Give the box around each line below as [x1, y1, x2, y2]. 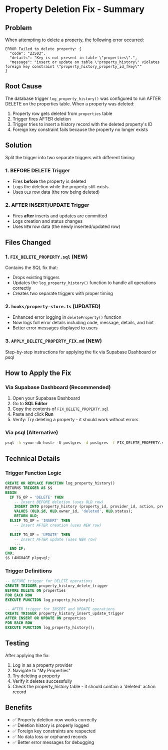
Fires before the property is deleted [12, 178, 86, 184]
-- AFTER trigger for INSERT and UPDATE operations [5, 606, 115, 611]
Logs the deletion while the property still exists [12, 183, 109, 189]
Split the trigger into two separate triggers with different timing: [5, 154, 135, 160]
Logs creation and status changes [12, 218, 83, 224]
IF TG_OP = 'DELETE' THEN [9, 494, 64, 500]
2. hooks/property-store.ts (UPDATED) [5, 303, 101, 310]
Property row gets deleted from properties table [12, 110, 112, 116]
